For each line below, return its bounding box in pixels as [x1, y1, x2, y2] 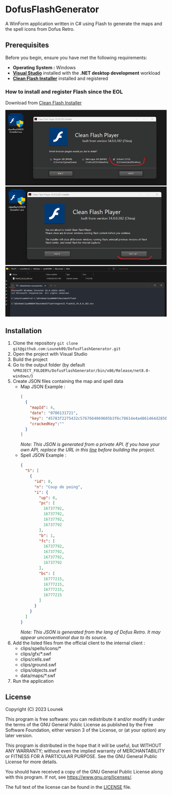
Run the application [12, 678, 54, 684]
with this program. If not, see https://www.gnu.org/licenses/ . [5, 774, 133, 780]
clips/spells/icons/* [20, 645, 61, 651]
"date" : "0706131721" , [30, 410, 78, 416]
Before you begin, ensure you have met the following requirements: [5, 54, 147, 60]
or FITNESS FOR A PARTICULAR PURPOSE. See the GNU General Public [5, 753, 158, 760]
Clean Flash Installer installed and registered [12, 75, 109, 81]
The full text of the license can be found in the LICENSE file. [5, 784, 132, 790]
